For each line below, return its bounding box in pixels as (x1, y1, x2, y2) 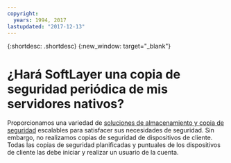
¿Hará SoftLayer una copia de (7, 67, 181, 82)
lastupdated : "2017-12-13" (7, 23, 85, 30)
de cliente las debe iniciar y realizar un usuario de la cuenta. (7, 148, 179, 157)
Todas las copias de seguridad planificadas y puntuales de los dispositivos (7, 141, 221, 149)
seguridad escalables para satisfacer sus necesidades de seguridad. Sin (7, 126, 215, 135)
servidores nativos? (7, 96, 125, 112)
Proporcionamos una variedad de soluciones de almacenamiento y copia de (7, 119, 224, 127)
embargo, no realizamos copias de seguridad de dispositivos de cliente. (7, 133, 213, 142)
